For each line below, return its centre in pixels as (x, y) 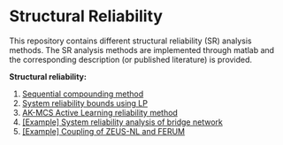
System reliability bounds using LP (85, 103)
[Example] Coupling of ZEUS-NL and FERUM (103, 131)
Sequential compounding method (83, 94)
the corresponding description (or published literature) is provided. (131, 59)
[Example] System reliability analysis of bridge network (122, 122)
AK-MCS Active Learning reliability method (100, 112)
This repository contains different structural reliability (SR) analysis (130, 41)
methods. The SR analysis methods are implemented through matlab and (142, 50)
